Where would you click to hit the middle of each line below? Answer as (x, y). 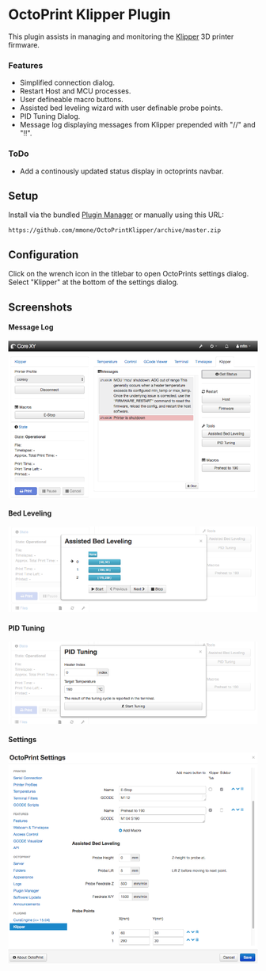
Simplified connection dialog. (67, 83)
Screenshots (40, 307)
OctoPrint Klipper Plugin (89, 15)
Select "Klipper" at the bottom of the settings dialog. (93, 282)
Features (26, 65)
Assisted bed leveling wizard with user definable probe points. (121, 108)
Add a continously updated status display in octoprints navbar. (122, 171)
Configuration (44, 255)
